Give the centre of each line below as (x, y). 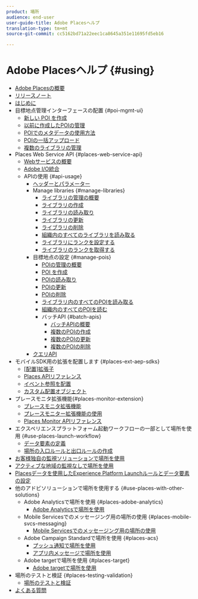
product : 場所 (23, 12)
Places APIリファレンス (52, 377)
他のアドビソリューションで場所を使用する (67, 488)
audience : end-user (30, 17)
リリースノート (33, 95)
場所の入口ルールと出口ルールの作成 (68, 451)
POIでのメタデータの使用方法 (59, 133)
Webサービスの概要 (48, 162)
